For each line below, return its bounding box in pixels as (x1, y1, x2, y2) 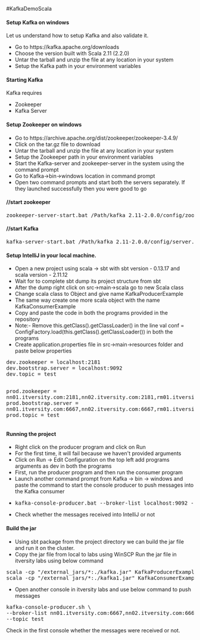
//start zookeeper (6, 199, 51, 206)
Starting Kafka (6, 76, 43, 83)
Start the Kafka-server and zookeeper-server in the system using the (14, 159, 185, 166)
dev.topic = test (6, 371, 57, 378)
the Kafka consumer (14, 488, 65, 495)
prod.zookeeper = (6, 388, 57, 395)
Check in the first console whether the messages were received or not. (6, 626, 180, 634)
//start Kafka (6, 225, 39, 232)
